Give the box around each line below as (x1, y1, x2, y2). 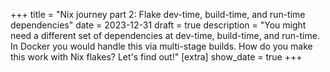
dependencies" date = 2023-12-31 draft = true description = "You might (10, 19, 307, 31)
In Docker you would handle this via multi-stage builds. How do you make (10, 40, 313, 52)
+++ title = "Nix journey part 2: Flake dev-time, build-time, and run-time (10, 9, 306, 20)
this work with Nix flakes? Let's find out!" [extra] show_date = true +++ (10, 51, 303, 63)
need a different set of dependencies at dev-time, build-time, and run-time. (10, 30, 320, 41)
